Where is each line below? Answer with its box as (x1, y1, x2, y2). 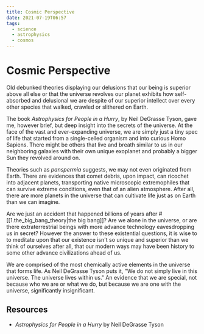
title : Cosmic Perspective (6, 9, 75, 15)
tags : (6, 20, 20, 26)
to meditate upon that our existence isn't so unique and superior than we (6, 236, 189, 243)
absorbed (6, 96, 31, 104)
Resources (6, 305, 48, 315)
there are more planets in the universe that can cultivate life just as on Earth (6, 192, 196, 199)
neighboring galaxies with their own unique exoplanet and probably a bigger (6, 147, 198, 154)
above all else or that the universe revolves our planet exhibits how (6, 90, 174, 98)
